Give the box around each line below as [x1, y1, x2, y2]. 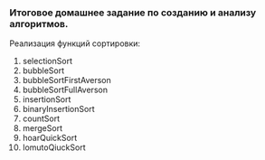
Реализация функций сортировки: [9, 38, 141, 49]
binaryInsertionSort [22, 104, 95, 115]
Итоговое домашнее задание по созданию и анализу [9, 6, 257, 19]
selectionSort [22, 56, 72, 67]
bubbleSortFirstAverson [22, 75, 111, 86]
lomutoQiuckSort [22, 142, 86, 153]
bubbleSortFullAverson [22, 84, 109, 96]
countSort [22, 113, 61, 124]
